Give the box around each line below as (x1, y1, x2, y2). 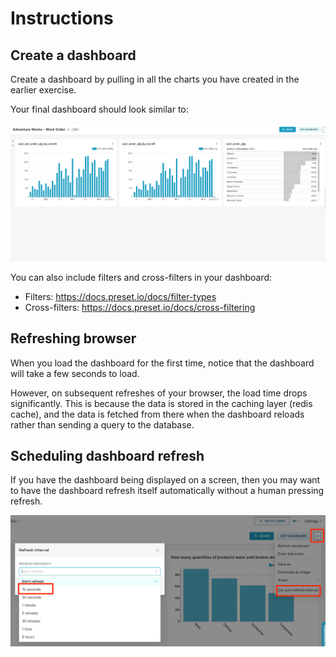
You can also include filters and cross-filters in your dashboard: (10, 271, 273, 283)
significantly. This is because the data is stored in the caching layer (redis (10, 397, 313, 409)
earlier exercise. (10, 84, 77, 96)
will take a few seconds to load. (10, 367, 140, 379)
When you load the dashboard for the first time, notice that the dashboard (10, 357, 315, 369)
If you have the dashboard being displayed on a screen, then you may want (10, 474, 321, 486)
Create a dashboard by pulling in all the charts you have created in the (10, 73, 300, 85)
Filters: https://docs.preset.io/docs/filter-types (24, 290, 217, 302)
